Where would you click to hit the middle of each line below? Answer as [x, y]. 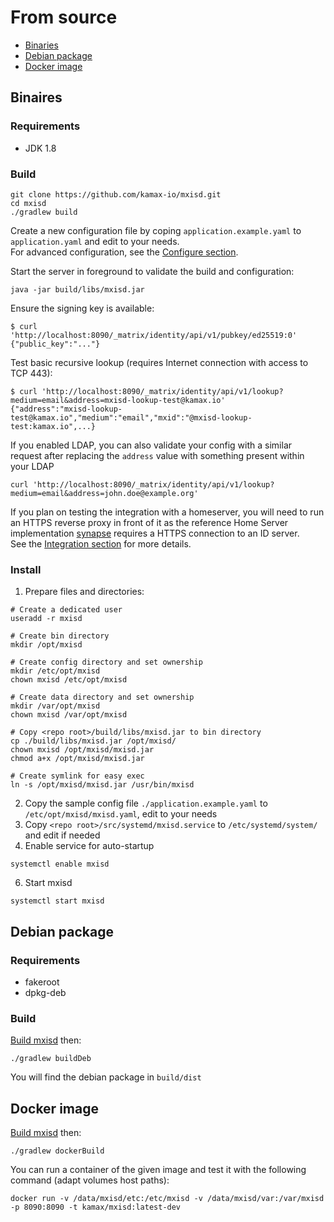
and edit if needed [62, 835]
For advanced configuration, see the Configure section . [124, 252]
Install [26, 569]
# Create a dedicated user [66, 610]
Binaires [36, 97]
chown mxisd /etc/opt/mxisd [69, 680]
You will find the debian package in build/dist [106, 1077]
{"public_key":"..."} [55, 344]
